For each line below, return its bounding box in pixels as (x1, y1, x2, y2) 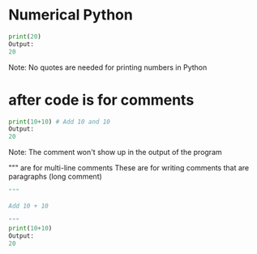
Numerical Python (8, 6, 134, 24)
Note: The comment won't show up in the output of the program (8, 148, 223, 157)
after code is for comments (8, 91, 195, 109)
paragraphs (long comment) (8, 172, 103, 182)
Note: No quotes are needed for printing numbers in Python (8, 62, 208, 72)
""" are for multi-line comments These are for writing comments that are (8, 163, 250, 173)
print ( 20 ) (8, 32, 42, 41)
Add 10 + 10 (8, 202, 49, 210)
